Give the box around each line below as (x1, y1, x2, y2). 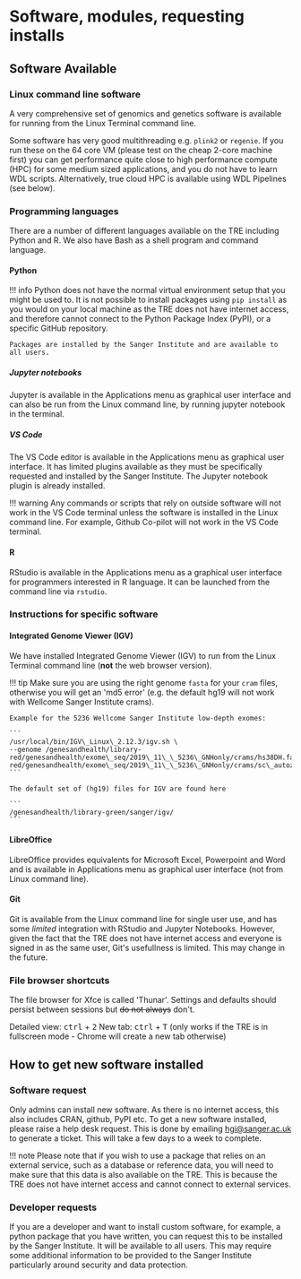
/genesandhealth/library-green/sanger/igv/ (9, 808, 175, 817)
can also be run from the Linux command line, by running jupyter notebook (9, 399, 286, 410)
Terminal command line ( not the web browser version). (9, 660, 212, 670)
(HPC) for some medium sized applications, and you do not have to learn (9, 163, 278, 174)
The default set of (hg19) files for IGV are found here (9, 784, 227, 793)
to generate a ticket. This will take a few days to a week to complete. (9, 1133, 262, 1144)
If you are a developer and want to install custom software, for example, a (9, 1222, 281, 1232)
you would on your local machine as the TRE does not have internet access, (9, 304, 289, 315)
